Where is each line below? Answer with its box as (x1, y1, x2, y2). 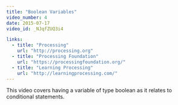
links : (6, 37, 23, 43)
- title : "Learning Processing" (12, 65, 94, 71)
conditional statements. (6, 93, 65, 100)
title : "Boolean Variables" (6, 8, 77, 15)
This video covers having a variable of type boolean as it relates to (6, 87, 173, 94)
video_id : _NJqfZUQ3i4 (6, 25, 64, 32)
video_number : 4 (6, 14, 47, 21)
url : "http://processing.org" (17, 48, 94, 54)
